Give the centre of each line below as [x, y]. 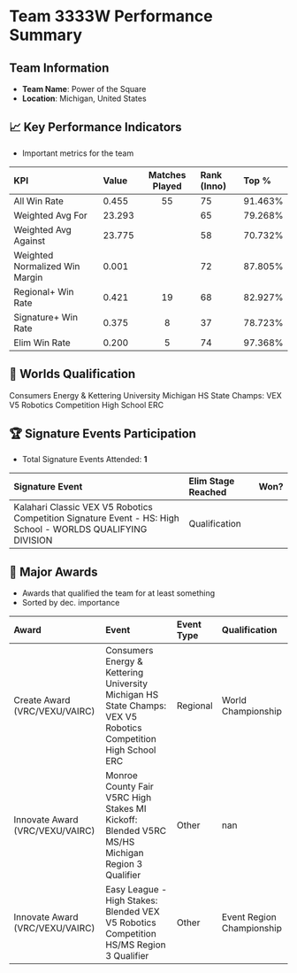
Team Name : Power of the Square [84, 89]
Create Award [42, 700]
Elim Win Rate [42, 343]
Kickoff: [122, 820]
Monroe [122, 776]
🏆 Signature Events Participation [103, 434]
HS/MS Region [136, 945]
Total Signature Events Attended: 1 [84, 459]
